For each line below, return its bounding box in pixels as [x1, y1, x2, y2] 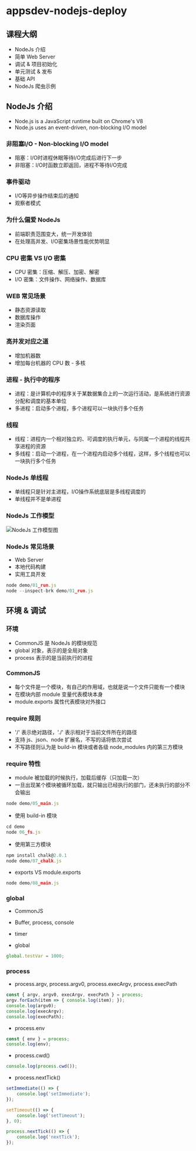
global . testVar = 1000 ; [6, 953, 65, 959]
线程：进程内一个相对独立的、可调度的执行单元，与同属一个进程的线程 [14, 435, 185, 443]
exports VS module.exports [14, 869, 81, 876]
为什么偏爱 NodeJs [6, 216, 61, 224]
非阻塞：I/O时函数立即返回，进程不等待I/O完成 [14, 162, 128, 169]
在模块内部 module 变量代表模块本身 [14, 690, 103, 698]
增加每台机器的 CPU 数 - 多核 [14, 359, 86, 366]
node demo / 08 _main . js [6, 880, 59, 886]
